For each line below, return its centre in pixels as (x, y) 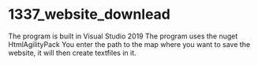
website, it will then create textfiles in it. (72, 52)
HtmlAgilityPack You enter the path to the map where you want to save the (129, 44)
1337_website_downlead (90, 14)
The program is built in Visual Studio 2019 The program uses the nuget (123, 36)
